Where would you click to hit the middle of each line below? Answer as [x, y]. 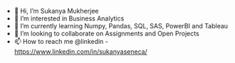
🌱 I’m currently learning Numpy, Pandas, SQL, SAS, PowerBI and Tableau [121, 26]
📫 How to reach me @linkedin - [61, 41]
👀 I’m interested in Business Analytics [69, 18]
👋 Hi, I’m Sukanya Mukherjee [56, 11]
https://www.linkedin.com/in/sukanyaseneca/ [80, 52]
